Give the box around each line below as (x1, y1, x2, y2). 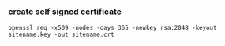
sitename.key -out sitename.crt (8, 30, 114, 39)
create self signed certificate (8, 6, 122, 17)
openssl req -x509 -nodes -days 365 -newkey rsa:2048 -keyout (8, 24, 217, 32)
